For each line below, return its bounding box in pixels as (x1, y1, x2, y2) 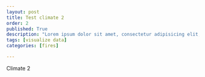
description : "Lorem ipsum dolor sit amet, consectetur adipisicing (6, 32, 185, 38)
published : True (6, 25, 48, 32)
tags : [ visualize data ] (6, 37, 67, 43)
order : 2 (6, 20, 29, 26)
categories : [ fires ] (6, 43, 59, 49)
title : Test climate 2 (6, 15, 64, 21)
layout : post (6, 8, 40, 15)
